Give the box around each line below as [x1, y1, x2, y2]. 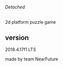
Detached [5, 4, 26, 10]
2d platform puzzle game [5, 19, 56, 25]
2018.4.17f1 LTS [5, 47, 36, 53]
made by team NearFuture [5, 56, 59, 62]
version [5, 33, 29, 42]
